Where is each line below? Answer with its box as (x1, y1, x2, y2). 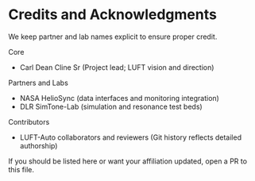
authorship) (19, 141, 58, 150)
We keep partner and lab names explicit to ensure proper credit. (8, 32, 218, 41)
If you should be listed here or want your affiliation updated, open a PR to (8, 156, 248, 166)
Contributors (8, 117, 50, 126)
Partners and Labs (8, 78, 69, 87)
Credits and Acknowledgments (8, 6, 217, 24)
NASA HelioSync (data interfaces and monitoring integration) (19, 93, 220, 102)
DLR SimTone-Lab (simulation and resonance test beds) (19, 102, 203, 111)
